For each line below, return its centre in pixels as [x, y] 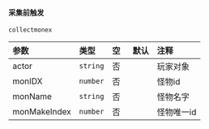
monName [32, 97]
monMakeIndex [42, 112]
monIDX [28, 81]
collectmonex [30, 30]
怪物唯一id [177, 112]
